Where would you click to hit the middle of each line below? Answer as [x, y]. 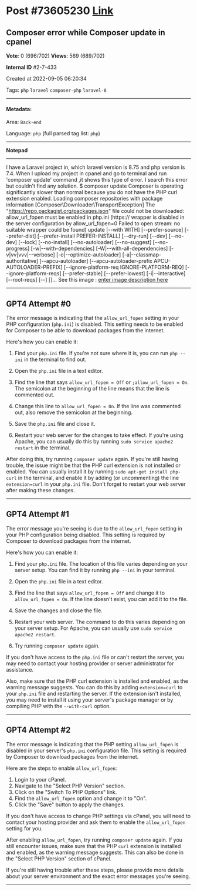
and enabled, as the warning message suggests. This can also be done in [95, 852]
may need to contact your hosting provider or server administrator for [90, 663]
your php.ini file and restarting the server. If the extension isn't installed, [94, 693]
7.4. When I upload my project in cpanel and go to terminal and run [86, 173]
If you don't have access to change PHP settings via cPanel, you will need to [98, 816]
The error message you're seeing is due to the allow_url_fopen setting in [94, 528]
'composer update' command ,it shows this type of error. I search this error [97, 180]
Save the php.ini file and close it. [55, 424]
